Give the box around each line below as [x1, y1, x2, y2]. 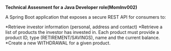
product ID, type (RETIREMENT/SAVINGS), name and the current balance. [5, 35, 160, 40]
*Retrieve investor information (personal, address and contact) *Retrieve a [5, 24, 163, 30]
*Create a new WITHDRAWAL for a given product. [5, 40, 111, 46]
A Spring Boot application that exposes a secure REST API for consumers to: [5, 14, 166, 20]
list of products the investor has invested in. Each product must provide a [5, 29, 159, 35]
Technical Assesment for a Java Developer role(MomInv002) [5, 5, 138, 10]
